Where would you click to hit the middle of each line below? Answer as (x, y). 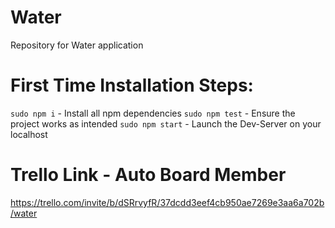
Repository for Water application (77, 45)
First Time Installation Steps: (132, 85)
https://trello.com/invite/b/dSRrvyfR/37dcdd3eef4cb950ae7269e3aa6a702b (167, 202)
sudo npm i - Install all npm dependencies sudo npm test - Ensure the (153, 113)
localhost (29, 134)
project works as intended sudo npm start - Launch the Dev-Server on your (166, 123)
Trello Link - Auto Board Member (148, 175)
